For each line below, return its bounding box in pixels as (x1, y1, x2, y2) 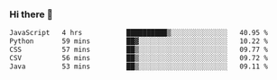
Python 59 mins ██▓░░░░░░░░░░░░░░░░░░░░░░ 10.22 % (9, 37, 269, 46)
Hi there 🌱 (9, 8, 54, 21)
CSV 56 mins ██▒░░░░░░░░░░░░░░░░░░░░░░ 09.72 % (9, 53, 269, 62)
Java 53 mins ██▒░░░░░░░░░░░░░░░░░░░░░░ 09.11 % (9, 62, 269, 71)
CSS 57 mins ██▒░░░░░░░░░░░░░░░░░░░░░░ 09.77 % (9, 45, 269, 55)
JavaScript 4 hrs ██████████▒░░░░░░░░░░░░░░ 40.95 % (9, 29, 269, 38)
